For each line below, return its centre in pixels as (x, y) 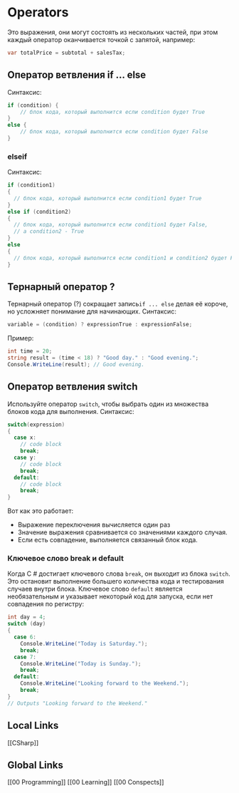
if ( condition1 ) (31, 185)
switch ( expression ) (36, 425)
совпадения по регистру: (46, 604)
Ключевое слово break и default (66, 559)
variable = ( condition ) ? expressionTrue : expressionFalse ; (100, 325)
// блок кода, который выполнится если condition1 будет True (108, 198)
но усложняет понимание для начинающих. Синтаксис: (92, 311)
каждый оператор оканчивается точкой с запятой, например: (101, 39)
